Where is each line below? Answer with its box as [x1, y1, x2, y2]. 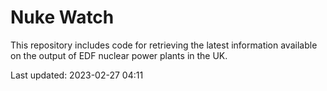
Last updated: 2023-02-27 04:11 [10, 69, 144, 81]
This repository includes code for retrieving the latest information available [10, 39, 318, 51]
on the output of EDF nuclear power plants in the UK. [10, 49, 228, 61]
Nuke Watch [10, 6, 115, 29]
